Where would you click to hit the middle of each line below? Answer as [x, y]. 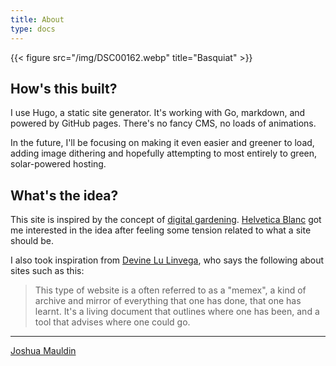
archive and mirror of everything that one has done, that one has [168, 301]
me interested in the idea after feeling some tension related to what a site [161, 230]
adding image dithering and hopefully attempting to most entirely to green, [164, 153]
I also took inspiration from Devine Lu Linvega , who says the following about [167, 260]
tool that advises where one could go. [112, 322]
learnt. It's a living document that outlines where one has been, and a [177, 312]
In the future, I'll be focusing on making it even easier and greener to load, [162, 143]
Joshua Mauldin [43, 351]
